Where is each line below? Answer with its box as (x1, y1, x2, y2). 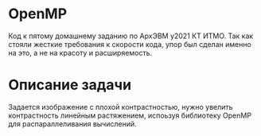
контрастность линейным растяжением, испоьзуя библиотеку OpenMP (8, 111, 252, 120)
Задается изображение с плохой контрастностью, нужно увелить (8, 102, 233, 111)
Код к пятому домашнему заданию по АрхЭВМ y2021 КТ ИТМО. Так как (8, 31, 254, 41)
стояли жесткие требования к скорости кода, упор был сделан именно (8, 39, 252, 49)
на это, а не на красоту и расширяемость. (8, 48, 153, 57)
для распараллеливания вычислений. (8, 119, 137, 128)
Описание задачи (8, 76, 132, 94)
